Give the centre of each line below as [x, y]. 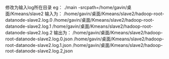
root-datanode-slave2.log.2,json [39, 51]
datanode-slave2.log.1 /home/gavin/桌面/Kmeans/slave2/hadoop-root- [79, 26]
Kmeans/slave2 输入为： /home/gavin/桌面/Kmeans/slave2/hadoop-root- [88, 14]
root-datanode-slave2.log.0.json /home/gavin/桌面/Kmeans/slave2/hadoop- [84, 39]
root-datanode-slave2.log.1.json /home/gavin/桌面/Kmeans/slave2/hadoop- [84, 45]
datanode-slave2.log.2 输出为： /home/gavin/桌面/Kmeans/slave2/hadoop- [84, 33]
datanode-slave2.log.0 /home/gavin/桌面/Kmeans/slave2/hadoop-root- [80, 20]
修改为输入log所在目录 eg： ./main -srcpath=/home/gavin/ [66, 7]
